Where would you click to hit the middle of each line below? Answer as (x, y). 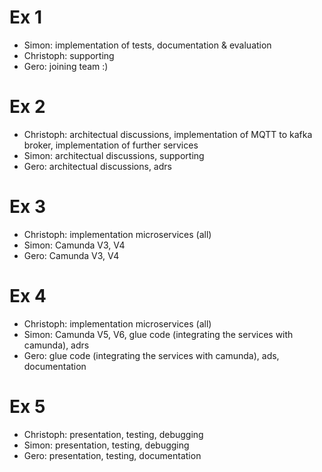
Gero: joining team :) (66, 66)
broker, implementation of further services (111, 145)
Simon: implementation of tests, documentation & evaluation (147, 45)
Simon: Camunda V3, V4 (74, 245)
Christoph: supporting (69, 55)
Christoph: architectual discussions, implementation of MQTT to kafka (168, 134)
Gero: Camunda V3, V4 (71, 255)
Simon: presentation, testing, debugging (106, 445)
